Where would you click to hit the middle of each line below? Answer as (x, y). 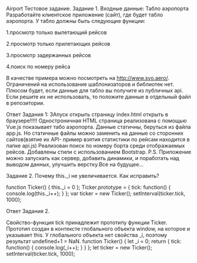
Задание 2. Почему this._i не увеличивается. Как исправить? (83, 176)
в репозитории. (26, 103)
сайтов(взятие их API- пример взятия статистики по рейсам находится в (98, 139)
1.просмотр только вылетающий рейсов (56, 32)
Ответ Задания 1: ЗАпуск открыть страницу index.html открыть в (87, 114)
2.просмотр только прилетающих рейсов (58, 44)
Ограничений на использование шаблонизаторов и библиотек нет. (90, 84)
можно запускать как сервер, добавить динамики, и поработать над (93, 158)
